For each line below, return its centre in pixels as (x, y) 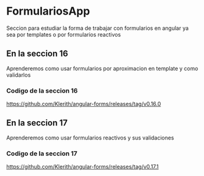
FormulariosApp (48, 11)
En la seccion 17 (37, 123)
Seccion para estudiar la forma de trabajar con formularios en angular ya (97, 28)
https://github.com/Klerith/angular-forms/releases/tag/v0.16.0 (84, 104)
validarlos (19, 75)
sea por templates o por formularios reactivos (64, 34)
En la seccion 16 (37, 54)
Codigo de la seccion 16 (42, 91)
